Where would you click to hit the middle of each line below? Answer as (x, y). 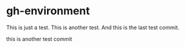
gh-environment (48, 11)
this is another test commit (39, 39)
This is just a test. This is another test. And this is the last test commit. (93, 27)
